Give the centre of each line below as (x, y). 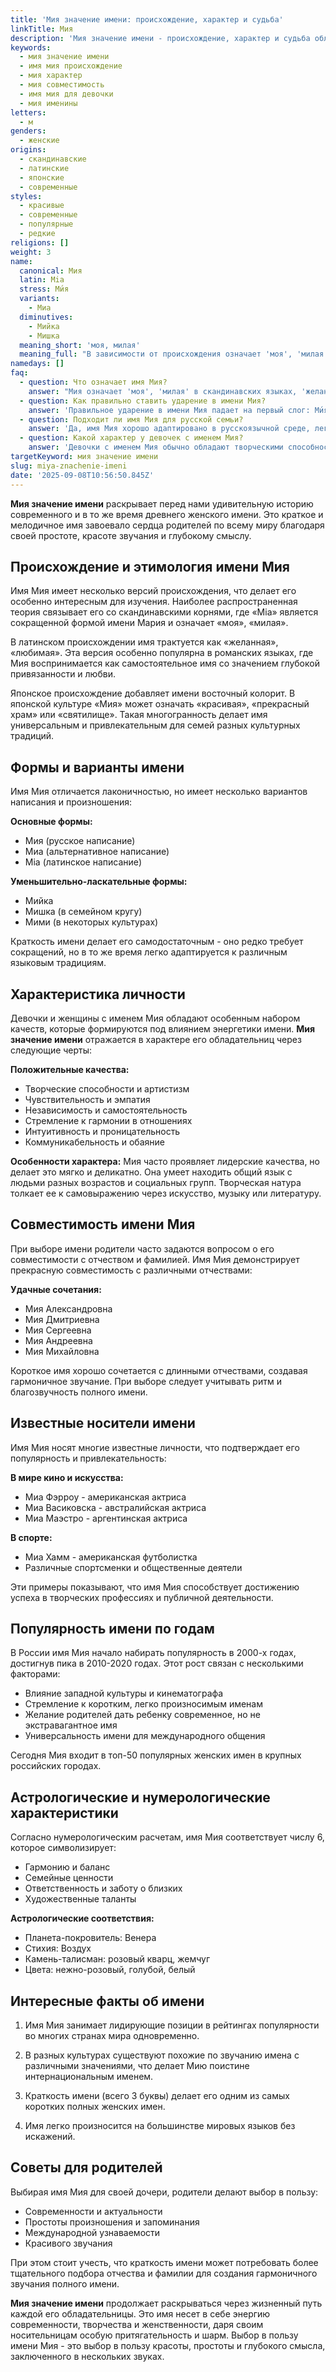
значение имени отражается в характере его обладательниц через (156, 1039)
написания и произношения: (71, 802)
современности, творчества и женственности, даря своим (137, 2324)
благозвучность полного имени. (79, 1392)
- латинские (44, 168)
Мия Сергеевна (58, 1330)
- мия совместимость (62, 85)
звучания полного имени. (65, 2283)
